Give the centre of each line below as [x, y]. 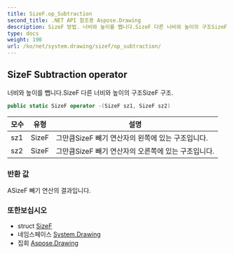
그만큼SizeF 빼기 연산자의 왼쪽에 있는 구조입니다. [132, 138]
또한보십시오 [27, 210]
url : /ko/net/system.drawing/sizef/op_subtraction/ [84, 46]
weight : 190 [25, 40]
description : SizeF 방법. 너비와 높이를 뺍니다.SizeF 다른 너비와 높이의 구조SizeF [117, 27]
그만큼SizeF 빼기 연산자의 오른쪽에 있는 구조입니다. [135, 151]
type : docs [23, 33]
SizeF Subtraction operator [67, 75]
